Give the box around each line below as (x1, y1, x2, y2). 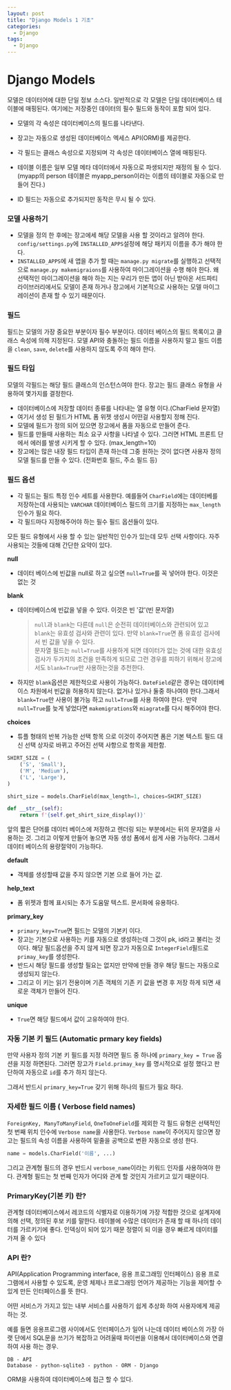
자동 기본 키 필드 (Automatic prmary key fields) (7, 1034, 162, 1044)
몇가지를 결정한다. (25, 389, 74, 397)
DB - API (7, 1356, 32, 1363)
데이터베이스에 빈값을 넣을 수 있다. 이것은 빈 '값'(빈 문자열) (17, 606, 174, 614)
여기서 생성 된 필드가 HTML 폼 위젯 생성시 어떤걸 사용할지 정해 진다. (17, 412, 200, 421)
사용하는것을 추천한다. (85, 664, 145, 672)
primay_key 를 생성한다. (17, 953, 80, 961)
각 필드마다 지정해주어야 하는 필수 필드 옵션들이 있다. (17, 517, 159, 526)
